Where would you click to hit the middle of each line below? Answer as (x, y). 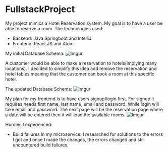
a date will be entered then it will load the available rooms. (66, 115)
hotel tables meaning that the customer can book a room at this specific (80, 73)
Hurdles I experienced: (29, 124)
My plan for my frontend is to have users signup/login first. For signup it (80, 99)
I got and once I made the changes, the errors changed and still (78, 139)
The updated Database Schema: (39, 89)
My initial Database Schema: (35, 53)
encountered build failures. (41, 145)
